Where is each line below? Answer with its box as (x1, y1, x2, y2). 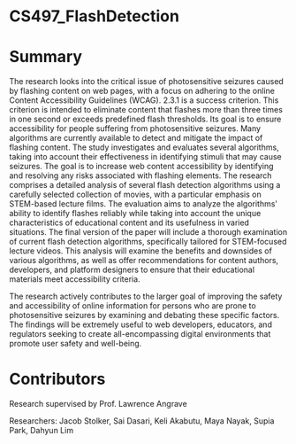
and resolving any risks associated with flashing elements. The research (9, 170, 272, 181)
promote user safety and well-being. (9, 339, 142, 349)
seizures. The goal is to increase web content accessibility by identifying (9, 161, 274, 172)
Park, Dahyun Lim (9, 425, 73, 436)
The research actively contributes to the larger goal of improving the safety (9, 291, 283, 302)
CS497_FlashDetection (9, 6, 179, 27)
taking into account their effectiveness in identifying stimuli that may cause (9, 152, 282, 162)
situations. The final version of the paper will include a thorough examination (9, 227, 288, 238)
